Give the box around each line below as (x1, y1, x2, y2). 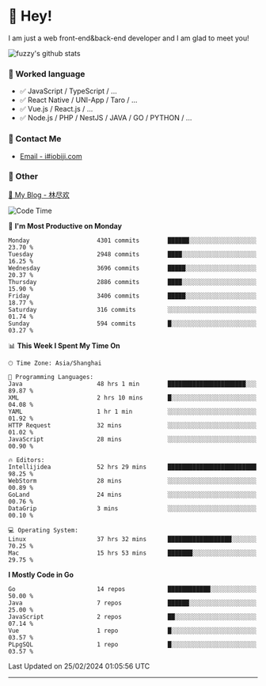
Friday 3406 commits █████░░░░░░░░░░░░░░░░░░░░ (8, 292, 257, 300)
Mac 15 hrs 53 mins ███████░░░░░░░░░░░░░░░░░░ (8, 549, 257, 557)
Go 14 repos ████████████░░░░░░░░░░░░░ (8, 585, 257, 593)
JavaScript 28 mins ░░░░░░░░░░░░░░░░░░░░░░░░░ (8, 435, 257, 443)
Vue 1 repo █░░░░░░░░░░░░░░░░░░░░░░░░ (8, 627, 257, 635)
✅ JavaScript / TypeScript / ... (19, 86, 117, 96)
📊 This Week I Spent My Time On (8, 340, 120, 351)
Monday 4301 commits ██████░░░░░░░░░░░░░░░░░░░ (8, 237, 257, 244)
